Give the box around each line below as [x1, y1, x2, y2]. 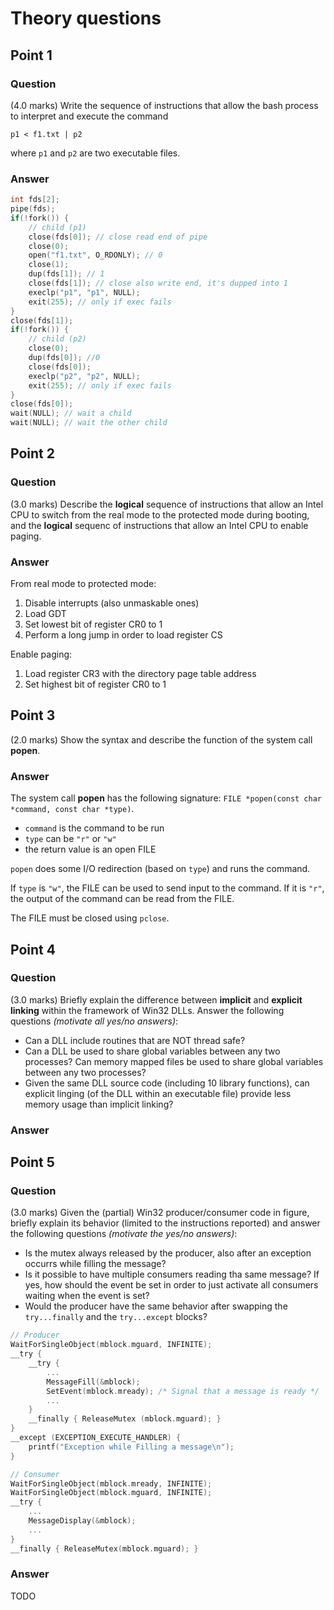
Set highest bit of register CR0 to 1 [24, 678, 167, 691]
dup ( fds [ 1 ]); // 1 [28, 269, 105, 279]
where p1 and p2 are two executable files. [10, 147, 181, 159]
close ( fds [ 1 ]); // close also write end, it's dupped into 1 [28, 278, 288, 289]
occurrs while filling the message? [24, 1258, 167, 1270]
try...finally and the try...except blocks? [24, 1311, 208, 1323]
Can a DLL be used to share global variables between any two [24, 1045, 281, 1057]
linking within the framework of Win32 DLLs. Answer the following [10, 1004, 285, 1016]
